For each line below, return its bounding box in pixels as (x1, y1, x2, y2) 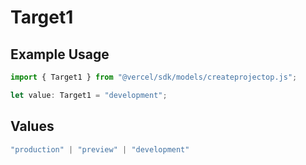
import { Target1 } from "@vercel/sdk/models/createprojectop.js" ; (10, 72, 298, 82)
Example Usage (10, 46, 110, 63)
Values (10, 118, 55, 135)
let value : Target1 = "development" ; (10, 90, 168, 100)
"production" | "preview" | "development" (10, 144, 190, 155)
